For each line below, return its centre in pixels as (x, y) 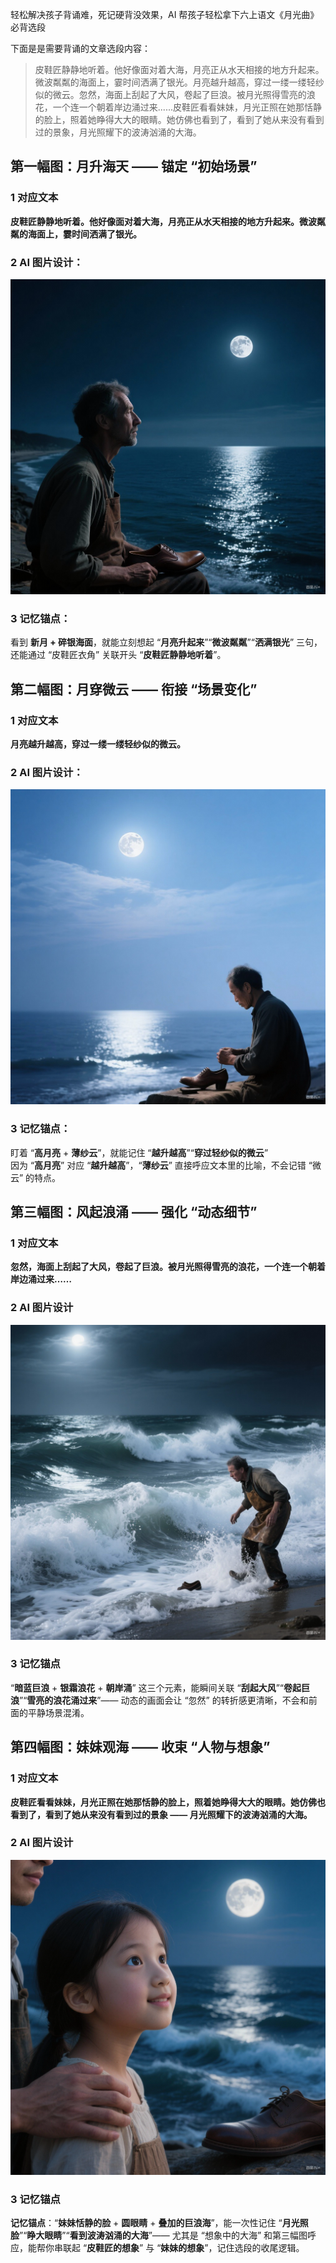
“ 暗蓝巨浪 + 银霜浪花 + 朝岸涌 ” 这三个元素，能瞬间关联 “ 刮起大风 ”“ (147, 1687)
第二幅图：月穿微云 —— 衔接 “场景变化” (134, 689)
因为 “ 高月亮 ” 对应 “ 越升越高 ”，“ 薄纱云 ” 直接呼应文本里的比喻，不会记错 (158, 1165)
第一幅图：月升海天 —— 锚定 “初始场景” (134, 166)
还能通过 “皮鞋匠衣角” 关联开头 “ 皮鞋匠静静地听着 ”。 (118, 655)
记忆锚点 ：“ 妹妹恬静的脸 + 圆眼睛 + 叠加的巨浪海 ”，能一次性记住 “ (146, 2223)
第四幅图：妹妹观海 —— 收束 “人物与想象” (140, 1747)
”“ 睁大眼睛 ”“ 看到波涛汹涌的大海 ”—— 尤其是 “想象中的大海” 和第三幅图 (163, 2235)
